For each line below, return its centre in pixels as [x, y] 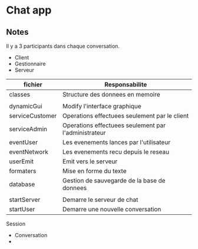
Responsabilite [126, 84]
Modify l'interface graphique [102, 106]
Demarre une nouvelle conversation [112, 209]
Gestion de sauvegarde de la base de [114, 180]
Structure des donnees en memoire [111, 94]
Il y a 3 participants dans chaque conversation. [63, 46]
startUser [22, 209]
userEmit [22, 161]
